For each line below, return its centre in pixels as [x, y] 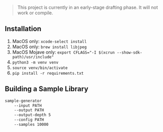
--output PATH [29, 110]
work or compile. [35, 13]
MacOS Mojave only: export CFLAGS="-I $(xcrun [63, 52]
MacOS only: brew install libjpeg [49, 47]
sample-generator [23, 101]
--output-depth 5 [33, 115]
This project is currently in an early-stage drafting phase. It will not [88, 7]
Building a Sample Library [47, 89]
